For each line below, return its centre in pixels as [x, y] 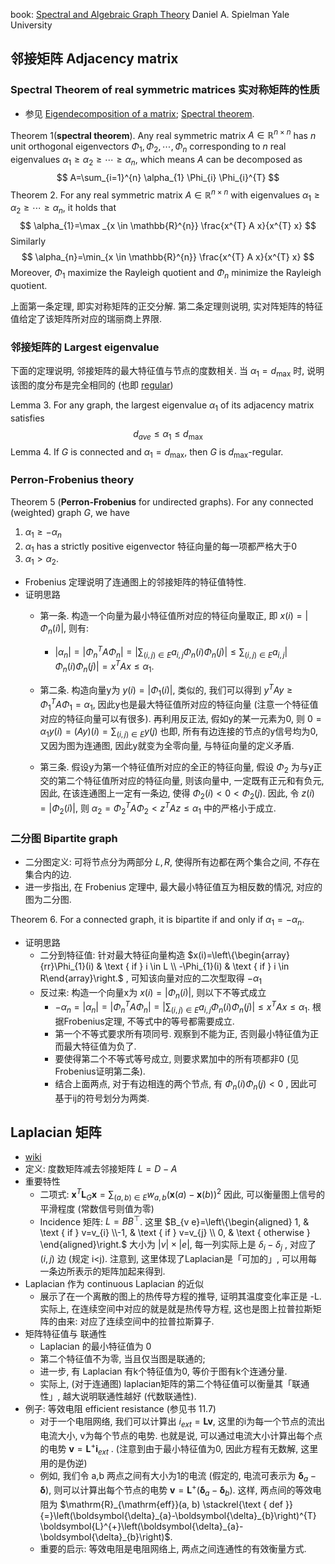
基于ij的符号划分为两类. [102, 1098]
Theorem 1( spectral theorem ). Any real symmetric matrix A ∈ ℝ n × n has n [163, 134]
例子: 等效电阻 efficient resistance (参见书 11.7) [120, 1409]
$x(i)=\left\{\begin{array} [238, 955]
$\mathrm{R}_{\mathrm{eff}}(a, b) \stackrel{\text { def [171, 1504]
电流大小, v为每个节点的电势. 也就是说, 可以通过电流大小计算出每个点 [181, 1436]
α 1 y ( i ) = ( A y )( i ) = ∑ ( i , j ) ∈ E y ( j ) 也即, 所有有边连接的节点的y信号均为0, [178, 732]
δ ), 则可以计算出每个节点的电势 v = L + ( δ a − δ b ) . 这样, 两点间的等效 [176, 1490]
